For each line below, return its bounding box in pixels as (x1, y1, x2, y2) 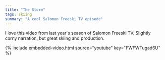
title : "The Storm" (5, 7, 46, 12)
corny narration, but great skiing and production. (5, 35, 105, 41)
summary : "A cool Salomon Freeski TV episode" (5, 16, 103, 21)
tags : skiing (5, 12, 32, 17)
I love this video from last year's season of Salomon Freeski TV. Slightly (5, 30, 151, 36)
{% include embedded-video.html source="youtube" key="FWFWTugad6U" (5, 45, 161, 51)
